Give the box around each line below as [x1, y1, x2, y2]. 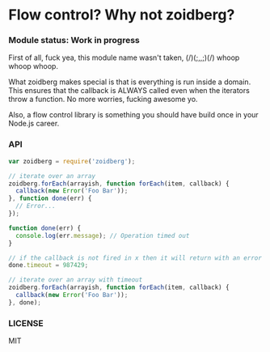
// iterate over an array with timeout [8, 276, 143, 284]
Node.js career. [8, 119, 60, 129]
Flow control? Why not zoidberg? [8, 6, 235, 24]
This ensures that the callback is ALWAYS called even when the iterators [8, 86, 251, 95]
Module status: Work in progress [8, 35, 140, 46]
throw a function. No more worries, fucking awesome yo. [8, 95, 198, 104]
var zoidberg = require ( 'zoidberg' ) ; [8, 157, 136, 165]
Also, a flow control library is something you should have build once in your [8, 110, 259, 120]
